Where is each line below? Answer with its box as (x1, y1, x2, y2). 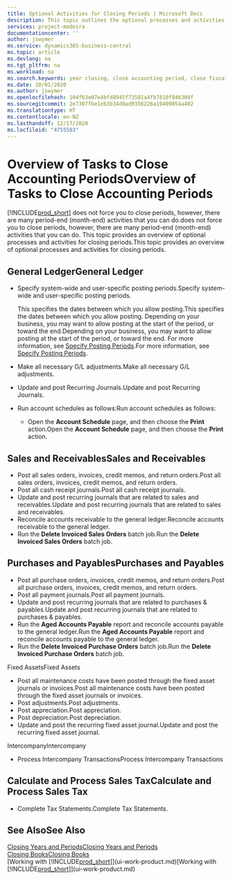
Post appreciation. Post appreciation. (17, 706, 121, 714)
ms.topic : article (7, 49, 60, 56)
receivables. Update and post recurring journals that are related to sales (17, 500, 221, 509)
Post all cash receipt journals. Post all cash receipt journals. (17, 485, 186, 493)
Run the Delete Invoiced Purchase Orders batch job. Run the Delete (17, 642, 212, 650)
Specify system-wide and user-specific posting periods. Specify (17, 284, 200, 292)
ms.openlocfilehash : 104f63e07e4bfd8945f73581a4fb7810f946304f (7, 94, 194, 101)
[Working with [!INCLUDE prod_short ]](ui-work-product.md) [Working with (7, 858, 217, 866)
